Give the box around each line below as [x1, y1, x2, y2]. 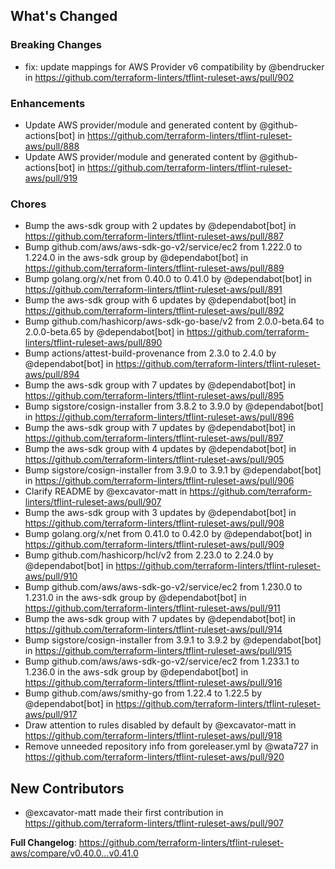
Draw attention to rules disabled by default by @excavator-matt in [24, 719, 297, 731]
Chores [10, 197, 47, 211]
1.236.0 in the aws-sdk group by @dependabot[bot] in [24, 666, 249, 678]
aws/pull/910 [24, 570, 78, 583]
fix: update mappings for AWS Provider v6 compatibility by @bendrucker [24, 60, 325, 73]
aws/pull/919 [24, 172, 78, 184]
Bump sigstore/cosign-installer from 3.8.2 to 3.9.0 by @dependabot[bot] [24, 400, 324, 413]
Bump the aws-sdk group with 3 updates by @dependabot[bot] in [24, 507, 297, 519]
